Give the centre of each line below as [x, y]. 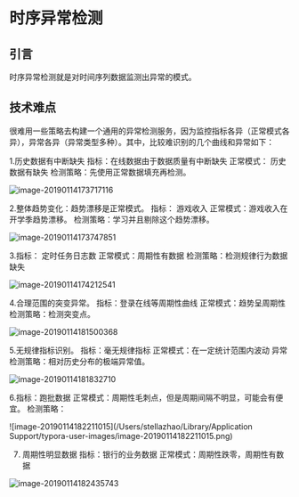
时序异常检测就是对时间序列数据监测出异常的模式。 [103, 77]
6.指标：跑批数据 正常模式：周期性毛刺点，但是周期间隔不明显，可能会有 [142, 397]
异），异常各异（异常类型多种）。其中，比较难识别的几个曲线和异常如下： [141, 142]
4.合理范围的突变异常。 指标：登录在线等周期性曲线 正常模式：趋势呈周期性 [148, 303]
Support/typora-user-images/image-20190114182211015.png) [121, 436]
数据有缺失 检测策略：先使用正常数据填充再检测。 [100, 172]
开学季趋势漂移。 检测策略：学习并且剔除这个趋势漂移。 [112, 219]
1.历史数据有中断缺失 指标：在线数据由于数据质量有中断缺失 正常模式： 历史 [148, 160]
